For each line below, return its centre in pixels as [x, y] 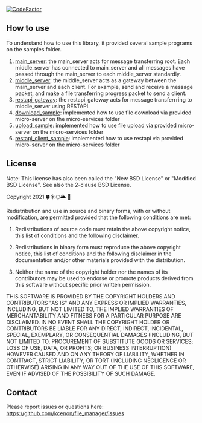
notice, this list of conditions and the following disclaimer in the [93, 254]
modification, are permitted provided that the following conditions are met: [99, 217]
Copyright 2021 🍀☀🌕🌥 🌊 [39, 197]
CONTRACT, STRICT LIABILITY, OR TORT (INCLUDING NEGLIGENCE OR [96, 361]
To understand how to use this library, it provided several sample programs [99, 43]
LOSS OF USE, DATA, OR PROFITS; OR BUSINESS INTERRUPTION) [89, 347]
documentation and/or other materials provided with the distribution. [100, 260]
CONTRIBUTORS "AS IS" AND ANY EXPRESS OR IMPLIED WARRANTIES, [96, 303]
